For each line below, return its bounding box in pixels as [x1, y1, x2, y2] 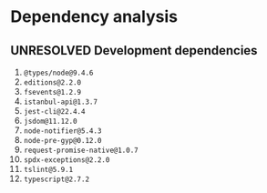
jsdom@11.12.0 [23, 117, 77, 126]
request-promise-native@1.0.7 [23, 146, 139, 155]
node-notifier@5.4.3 [23, 127, 102, 136]
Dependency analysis [10, 6, 179, 27]
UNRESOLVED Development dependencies [10, 43, 258, 58]
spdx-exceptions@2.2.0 [23, 156, 110, 165]
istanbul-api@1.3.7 [23, 97, 98, 107]
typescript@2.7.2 [23, 175, 90, 184]
